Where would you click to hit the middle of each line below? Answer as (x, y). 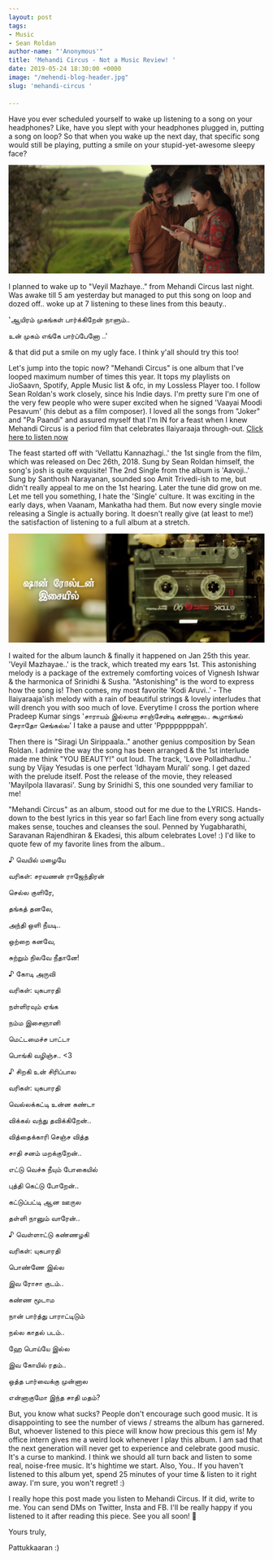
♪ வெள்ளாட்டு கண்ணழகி (49, 1234)
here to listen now (39, 437)
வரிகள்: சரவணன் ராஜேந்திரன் (56, 876)
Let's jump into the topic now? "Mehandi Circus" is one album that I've (126, 368)
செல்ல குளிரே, (31, 892)
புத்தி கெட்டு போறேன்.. (44, 1185)
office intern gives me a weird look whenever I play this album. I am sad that (135, 1439)
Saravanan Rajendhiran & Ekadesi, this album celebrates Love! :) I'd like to (132, 835)
